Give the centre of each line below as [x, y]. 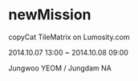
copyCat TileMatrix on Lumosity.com [69, 37]
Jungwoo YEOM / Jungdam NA [60, 68]
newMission [50, 15]
